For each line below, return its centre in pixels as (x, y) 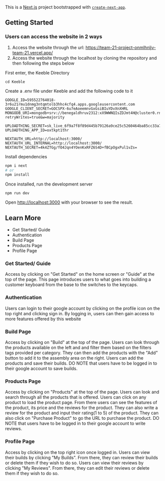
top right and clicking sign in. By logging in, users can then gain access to (80, 313)
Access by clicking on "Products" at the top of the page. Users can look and (82, 392)
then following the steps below (43, 63)
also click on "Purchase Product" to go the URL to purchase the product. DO (82, 418)
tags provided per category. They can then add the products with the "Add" (82, 353)
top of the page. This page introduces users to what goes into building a (78, 279)
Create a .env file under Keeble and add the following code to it (69, 91)
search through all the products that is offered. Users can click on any (76, 397)
